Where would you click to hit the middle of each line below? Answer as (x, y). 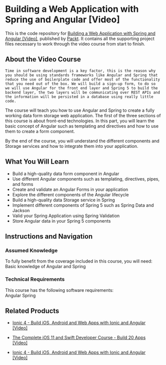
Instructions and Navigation (49, 236)
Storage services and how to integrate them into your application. (72, 146)
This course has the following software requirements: (59, 290)
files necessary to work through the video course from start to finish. (75, 44)
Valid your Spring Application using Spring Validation (66, 216)
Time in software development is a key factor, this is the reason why (80, 71)
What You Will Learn (37, 162)
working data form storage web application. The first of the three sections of (83, 115)
